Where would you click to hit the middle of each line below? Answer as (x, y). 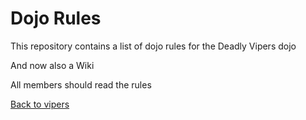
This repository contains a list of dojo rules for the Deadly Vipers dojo (153, 46)
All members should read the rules (81, 84)
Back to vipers (40, 104)
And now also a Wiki (52, 65)
